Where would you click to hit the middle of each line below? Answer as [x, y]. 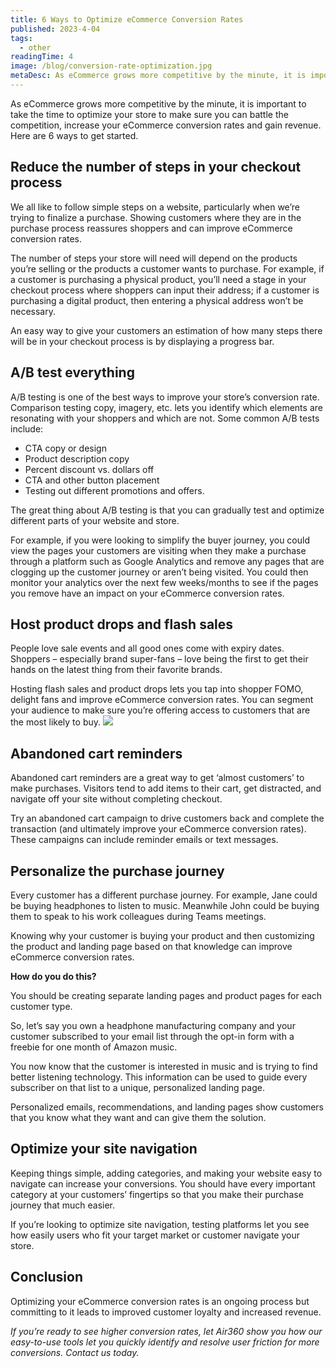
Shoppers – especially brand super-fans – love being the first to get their [159, 659]
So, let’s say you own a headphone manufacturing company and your [153, 1025]
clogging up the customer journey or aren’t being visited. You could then [159, 572]
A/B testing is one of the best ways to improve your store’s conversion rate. [165, 397]
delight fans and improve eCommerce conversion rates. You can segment [162, 700]
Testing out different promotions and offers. [114, 490]
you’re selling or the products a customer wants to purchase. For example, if [167, 268]
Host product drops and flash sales [122, 624]
